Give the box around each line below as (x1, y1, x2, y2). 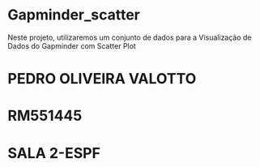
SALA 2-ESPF (7, 143, 100, 162)
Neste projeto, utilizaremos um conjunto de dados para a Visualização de (7, 32, 252, 42)
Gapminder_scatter (7, 6, 141, 24)
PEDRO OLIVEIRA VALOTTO (7, 70, 197, 88)
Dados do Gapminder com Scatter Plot (7, 41, 137, 50)
